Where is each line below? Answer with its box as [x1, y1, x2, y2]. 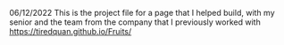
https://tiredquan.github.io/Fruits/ [9, 26, 132, 36]
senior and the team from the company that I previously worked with [9, 17, 261, 27]
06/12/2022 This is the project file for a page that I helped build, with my [9, 8, 275, 18]
